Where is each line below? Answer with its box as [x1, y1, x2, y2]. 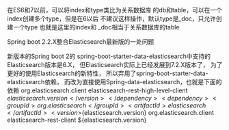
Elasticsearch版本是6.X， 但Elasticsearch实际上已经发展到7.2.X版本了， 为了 [7, 61, 223, 68]
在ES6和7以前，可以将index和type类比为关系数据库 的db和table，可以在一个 [7, 6, 222, 14]
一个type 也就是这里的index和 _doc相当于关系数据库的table [12, 23, 180, 31]
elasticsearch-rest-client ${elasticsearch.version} [7, 116, 147, 124]
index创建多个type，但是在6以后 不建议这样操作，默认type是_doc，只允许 [7, 14, 217, 23]
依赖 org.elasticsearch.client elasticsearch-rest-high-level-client [7, 86, 188, 94]
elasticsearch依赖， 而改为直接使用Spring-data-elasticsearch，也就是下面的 [7, 78, 222, 86]
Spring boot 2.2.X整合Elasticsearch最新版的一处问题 [7, 38, 154, 46]
